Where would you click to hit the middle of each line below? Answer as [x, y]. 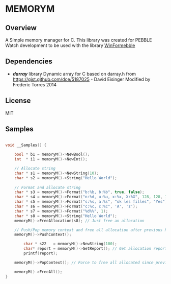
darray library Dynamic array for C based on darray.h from [74, 74]
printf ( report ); [41, 253]
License [18, 101]
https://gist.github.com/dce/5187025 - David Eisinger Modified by [81, 79]
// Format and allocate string [48, 187]
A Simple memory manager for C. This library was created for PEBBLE [79, 40]
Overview [21, 28]
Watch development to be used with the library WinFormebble [70, 45]
